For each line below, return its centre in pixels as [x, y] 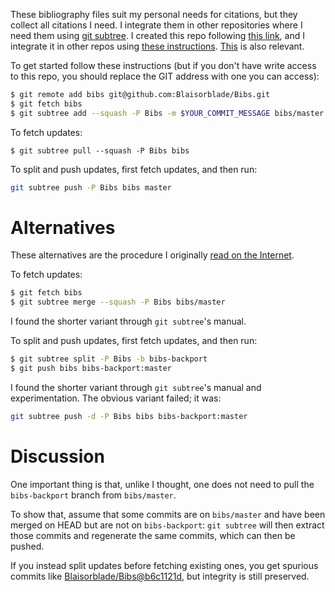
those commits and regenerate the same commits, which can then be [153, 535]
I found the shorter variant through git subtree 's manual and [136, 387]
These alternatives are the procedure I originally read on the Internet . [152, 255]
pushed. [27, 546]
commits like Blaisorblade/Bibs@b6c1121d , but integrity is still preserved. [160, 576]
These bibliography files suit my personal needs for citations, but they [154, 14]
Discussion [57, 456]
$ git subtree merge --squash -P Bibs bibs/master [118, 302]
